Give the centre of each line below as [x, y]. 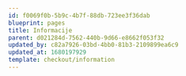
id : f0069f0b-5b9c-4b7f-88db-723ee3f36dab [79, 15]
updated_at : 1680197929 [47, 52]
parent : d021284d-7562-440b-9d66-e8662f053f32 [86, 38]
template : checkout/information [61, 60]
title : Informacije [40, 30]
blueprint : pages [37, 23]
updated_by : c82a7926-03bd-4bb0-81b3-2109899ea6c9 [93, 45]
